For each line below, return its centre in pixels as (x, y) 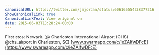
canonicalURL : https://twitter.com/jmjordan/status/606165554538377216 (79, 9)
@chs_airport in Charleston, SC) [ (39, 42)
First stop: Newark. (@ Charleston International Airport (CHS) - (68, 37)
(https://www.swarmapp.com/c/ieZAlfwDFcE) (51, 47)
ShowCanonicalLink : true (30, 14)
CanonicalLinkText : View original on (44, 18)
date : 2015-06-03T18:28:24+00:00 (39, 23)
